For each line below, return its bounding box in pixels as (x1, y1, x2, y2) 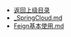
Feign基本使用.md (13, 22, 64, 29)
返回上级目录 (13, 6, 50, 14)
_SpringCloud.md (13, 14, 63, 22)
